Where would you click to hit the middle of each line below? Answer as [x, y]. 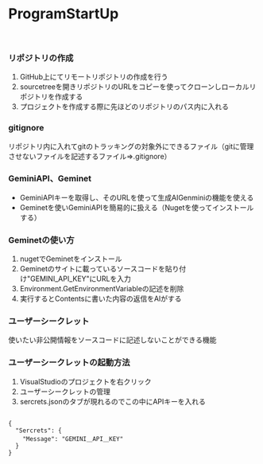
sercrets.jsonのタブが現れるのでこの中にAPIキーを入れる [113, 401]
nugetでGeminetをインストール [71, 259]
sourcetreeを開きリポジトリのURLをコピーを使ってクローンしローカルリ [138, 87]
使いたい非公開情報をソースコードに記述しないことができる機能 [112, 340]
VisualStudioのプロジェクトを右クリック [85, 381]
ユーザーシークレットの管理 [65, 392]
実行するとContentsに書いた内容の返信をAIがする [101, 298]
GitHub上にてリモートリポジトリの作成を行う [94, 77]
